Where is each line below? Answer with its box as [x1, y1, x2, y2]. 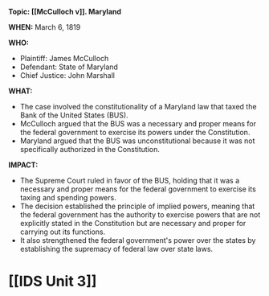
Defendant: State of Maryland [19, 62, 119, 72]
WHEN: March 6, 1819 [8, 23, 81, 31]
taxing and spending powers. [19, 193, 116, 202]
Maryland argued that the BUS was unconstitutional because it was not [19, 136, 255, 146]
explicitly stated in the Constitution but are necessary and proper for [19, 219, 247, 228]
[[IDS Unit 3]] [8, 273, 97, 290]
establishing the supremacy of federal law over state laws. [19, 245, 214, 253]
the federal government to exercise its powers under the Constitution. [19, 128, 251, 137]
